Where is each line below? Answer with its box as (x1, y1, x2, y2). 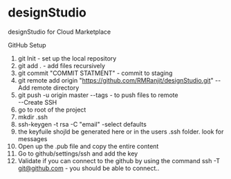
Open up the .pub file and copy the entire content (17, 142, 159, 150)
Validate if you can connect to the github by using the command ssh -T (17, 156, 221, 165)
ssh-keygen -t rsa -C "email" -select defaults (17, 120, 147, 128)
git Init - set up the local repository (17, 54, 117, 63)
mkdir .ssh (17, 112, 48, 121)
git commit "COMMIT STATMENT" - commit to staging (17, 69, 173, 77)
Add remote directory (17, 83, 80, 92)
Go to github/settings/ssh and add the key (17, 149, 138, 158)
